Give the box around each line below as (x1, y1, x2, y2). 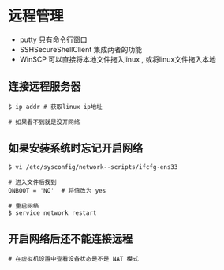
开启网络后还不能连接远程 (8, 232, 133, 246)
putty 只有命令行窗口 (19, 35, 88, 44)
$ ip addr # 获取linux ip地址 (8, 103, 103, 111)
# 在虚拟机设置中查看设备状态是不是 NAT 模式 (8, 255, 140, 263)
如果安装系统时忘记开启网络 (8, 141, 144, 155)
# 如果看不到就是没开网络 (8, 118, 80, 126)
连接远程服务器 (8, 80, 81, 93)
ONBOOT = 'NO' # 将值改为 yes (8, 186, 106, 194)
